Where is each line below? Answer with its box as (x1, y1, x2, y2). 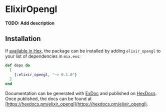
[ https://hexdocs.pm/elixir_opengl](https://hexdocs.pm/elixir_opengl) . (5, 101, 148, 107)
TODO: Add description (5, 20, 55, 26)
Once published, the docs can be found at (5, 96, 92, 102)
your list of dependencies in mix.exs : (5, 53, 81, 59)
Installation (5, 34, 41, 43)
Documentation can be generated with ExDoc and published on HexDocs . (5, 90, 157, 96)
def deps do (5, 62, 30, 68)
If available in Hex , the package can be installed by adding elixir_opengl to (5, 47, 161, 53)
